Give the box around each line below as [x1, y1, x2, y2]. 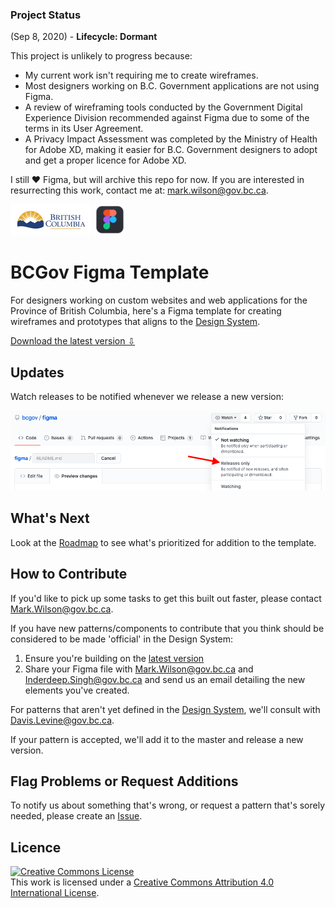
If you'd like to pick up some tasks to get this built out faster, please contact [10, 592, 322, 604]
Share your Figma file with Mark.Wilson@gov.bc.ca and [24, 663, 254, 675]
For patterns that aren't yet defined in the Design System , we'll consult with [10, 703, 321, 715]
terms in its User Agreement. [24, 123, 144, 135]
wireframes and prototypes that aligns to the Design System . [10, 316, 261, 328]
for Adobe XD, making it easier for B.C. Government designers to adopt [24, 144, 318, 156]
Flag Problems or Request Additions [10, 773, 239, 790]
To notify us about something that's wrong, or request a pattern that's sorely [10, 799, 326, 812]
